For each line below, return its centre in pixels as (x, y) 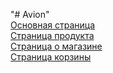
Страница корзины (51, 57)
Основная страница (53, 25)
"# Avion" (30, 14)
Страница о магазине (56, 46)
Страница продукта (52, 35)
